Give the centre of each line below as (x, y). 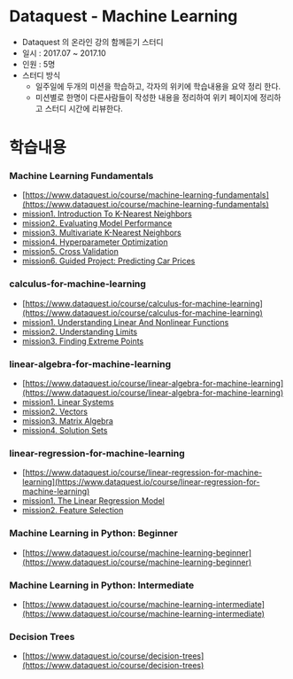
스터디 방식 (41, 75)
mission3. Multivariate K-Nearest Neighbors (101, 233)
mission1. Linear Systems (68, 402)
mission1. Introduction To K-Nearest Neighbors (107, 214)
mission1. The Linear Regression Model (93, 501)
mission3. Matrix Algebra (67, 421)
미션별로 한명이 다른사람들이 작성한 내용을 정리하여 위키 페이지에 (146, 97)
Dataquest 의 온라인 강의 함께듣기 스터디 (93, 42)
